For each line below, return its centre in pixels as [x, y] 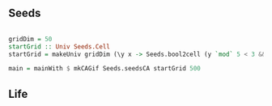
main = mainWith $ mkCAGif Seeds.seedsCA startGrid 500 [104, 69]
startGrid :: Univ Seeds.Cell [59, 47]
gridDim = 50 [30, 39]
